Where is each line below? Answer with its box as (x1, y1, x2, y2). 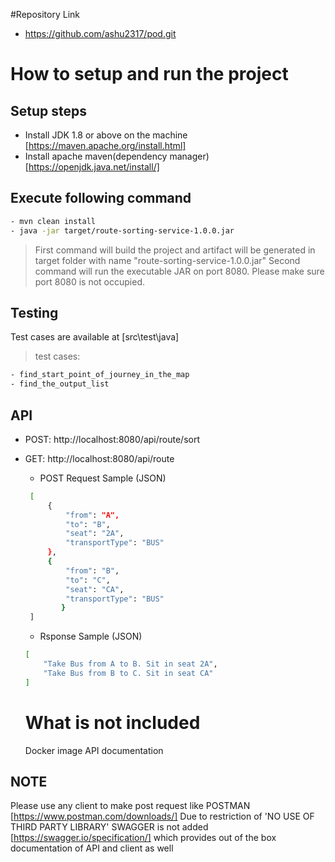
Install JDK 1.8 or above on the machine (24, 129, 188, 141)
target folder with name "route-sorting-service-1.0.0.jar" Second (34, 254, 301, 266)
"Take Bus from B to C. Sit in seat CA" (43, 668, 214, 678)
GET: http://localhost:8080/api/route (24, 452, 175, 464)
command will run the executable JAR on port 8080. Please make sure (34, 265, 325, 277)
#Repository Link (10, 9, 80, 20)
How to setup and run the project (10, 63, 289, 86)
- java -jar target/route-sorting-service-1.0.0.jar (10, 225, 235, 236)
